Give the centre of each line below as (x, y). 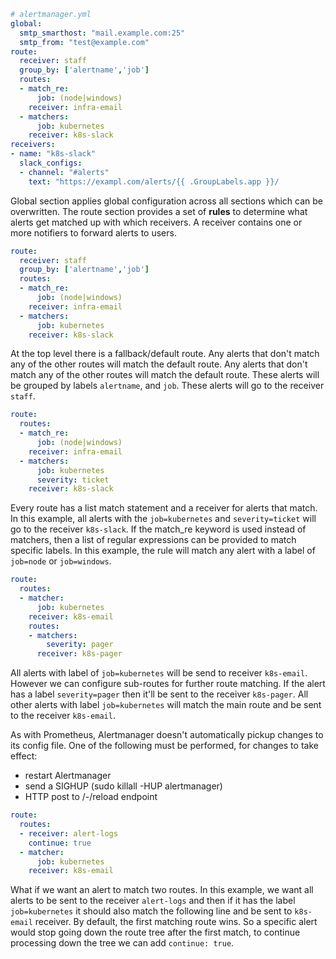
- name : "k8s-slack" (53, 154)
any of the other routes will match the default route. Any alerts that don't (159, 364)
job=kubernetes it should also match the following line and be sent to (151, 911)
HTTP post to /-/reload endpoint (91, 797)
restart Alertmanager (68, 776)
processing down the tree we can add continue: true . (122, 943)
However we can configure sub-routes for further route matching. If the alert (168, 684)
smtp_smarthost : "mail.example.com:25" (102, 33)
